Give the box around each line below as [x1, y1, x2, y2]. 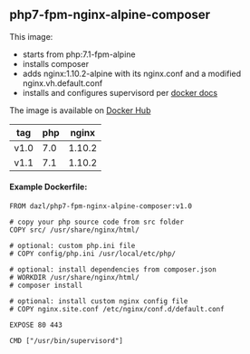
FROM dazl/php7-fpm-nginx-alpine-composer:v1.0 [9, 202, 193, 211]
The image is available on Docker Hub [9, 104, 151, 116]
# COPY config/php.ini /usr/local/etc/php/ [9, 249, 177, 259]
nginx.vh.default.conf [22, 77, 103, 89]
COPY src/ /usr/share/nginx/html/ [9, 225, 140, 234]
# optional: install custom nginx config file [9, 297, 188, 306]
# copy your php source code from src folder [9, 217, 184, 227]
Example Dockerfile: [9, 181, 88, 193]
